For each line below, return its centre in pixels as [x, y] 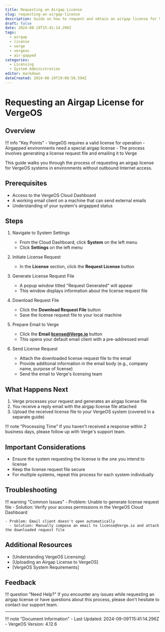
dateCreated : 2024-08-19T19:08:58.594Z [46, 78]
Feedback [21, 583]
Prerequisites [26, 183]
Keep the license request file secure [49, 469]
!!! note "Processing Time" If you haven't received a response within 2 [76, 426]
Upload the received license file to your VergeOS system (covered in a [83, 412]
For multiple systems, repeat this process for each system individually [83, 475]
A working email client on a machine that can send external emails [79, 200]
